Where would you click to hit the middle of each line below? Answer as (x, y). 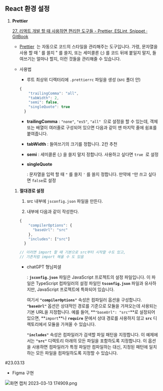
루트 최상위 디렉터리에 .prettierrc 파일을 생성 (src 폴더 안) (84, 79)
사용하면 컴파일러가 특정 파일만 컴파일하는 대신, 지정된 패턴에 (90, 347)
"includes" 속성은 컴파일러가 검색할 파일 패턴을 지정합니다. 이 (86, 335)
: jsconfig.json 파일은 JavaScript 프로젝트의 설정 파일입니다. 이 (89, 277)
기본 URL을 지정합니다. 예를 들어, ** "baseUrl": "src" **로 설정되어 (91, 312)
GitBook (20, 36)
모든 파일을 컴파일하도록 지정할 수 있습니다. (77, 353)
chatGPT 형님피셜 (44, 267)
